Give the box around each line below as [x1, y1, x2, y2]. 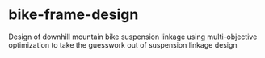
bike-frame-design [8, 6, 139, 24]
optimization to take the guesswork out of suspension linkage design [8, 40, 238, 49]
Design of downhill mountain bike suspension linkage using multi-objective [8, 32, 258, 41]
